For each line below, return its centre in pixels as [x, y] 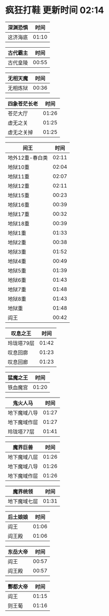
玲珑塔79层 [21, 343]
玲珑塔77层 [21, 431]
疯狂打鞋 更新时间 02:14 [55, 10]
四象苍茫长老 [23, 103]
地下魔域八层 [23, 457]
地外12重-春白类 [28, 158]
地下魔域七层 [23, 501]
